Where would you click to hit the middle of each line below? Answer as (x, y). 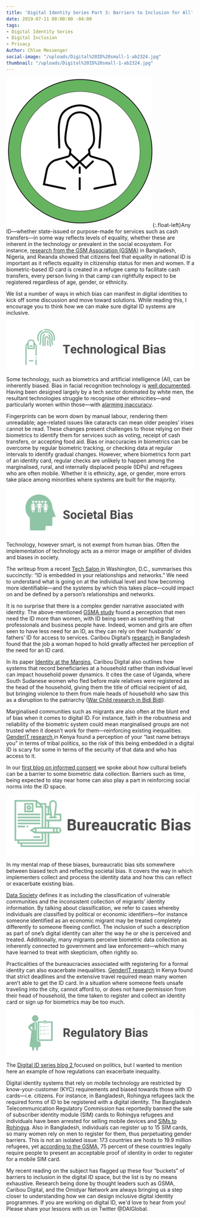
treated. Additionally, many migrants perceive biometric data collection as (97, 939)
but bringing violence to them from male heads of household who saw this (98, 694)
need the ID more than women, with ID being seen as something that (90, 618)
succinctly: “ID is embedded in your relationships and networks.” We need (97, 575)
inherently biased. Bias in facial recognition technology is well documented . (99, 385)
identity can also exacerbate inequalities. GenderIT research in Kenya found (99, 970)
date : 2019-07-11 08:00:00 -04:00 (49, 19)
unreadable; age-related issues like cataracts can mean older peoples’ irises (100, 422)
